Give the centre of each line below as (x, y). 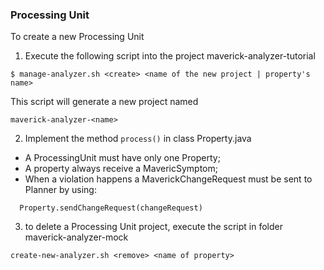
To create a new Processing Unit (77, 37)
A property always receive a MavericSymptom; (121, 169)
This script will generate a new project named (104, 102)
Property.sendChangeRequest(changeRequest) (111, 208)
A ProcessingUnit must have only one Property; (122, 158)
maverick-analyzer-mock (76, 237)
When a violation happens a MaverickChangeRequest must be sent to (168, 179)
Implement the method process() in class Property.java (138, 139)
